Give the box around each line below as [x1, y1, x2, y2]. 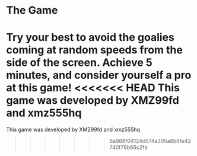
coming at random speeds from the [6, 43, 183, 57]
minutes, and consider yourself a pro [6, 69, 192, 82]
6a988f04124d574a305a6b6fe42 [109, 138, 191, 145]
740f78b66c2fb [109, 144, 148, 151]
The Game [6, 4, 58, 17]
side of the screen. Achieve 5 [6, 56, 152, 69]
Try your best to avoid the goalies [6, 31, 175, 44]
